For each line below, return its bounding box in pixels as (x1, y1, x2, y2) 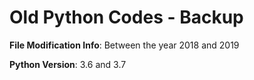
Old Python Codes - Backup (9, 6, 244, 29)
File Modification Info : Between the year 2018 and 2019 (9, 39, 240, 51)
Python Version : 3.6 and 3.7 (9, 58, 127, 70)
